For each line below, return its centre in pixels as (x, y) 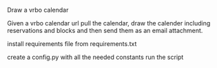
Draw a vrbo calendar (38, 10)
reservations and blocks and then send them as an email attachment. (105, 31)
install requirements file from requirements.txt (72, 44)
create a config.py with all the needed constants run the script (95, 57)
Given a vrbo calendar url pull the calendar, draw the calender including (109, 23)
